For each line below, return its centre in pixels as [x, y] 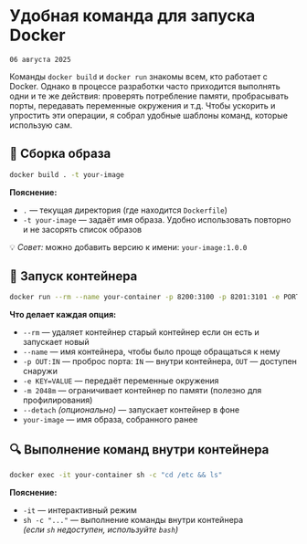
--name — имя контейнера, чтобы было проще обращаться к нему [151, 351]
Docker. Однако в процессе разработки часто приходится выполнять [145, 86]
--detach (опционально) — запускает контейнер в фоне [131, 410]
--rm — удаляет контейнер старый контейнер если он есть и [141, 332]
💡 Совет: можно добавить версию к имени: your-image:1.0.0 [128, 246]
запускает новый [56, 342]
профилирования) [58, 400]
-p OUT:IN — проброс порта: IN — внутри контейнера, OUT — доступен [159, 361]
